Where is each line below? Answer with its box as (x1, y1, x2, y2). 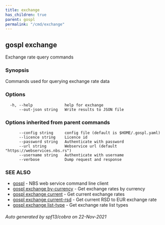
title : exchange (5, 7, 40, 13)
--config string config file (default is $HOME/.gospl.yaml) (18, 130, 160, 135)
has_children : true (5, 12, 47, 17)
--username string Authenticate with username (18, 152, 124, 158)
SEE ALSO (5, 168, 31, 176)
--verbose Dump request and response (18, 157, 122, 162)
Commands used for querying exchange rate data (5, 78, 110, 85)
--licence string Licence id (18, 134, 88, 140)
